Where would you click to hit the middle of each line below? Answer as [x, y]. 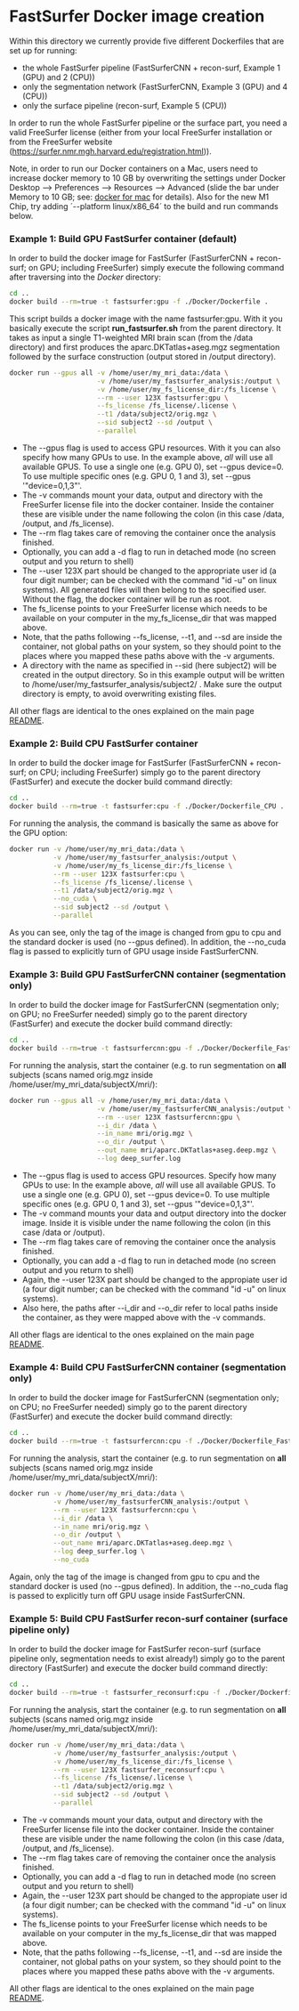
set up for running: [43, 50]
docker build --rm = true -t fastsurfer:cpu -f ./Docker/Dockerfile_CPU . [147, 807]
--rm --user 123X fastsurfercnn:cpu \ [125, 1510]
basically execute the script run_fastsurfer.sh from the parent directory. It [145, 328]
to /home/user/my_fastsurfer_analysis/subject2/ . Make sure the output [152, 684]
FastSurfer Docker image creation [137, 16]
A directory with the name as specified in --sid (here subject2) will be [149, 665]
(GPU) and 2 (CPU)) [58, 77]
